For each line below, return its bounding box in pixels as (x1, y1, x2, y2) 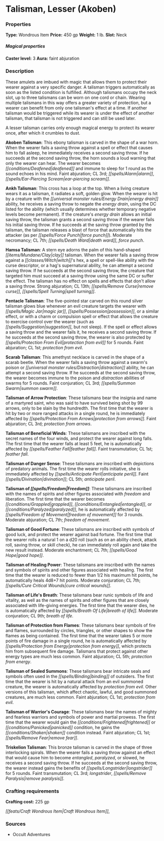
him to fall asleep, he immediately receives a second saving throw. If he (5, 150, 149, 156)
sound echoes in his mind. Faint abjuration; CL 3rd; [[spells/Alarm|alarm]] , (5, 170, 155, 177)
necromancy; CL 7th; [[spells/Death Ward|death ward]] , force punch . (5, 237, 145, 243)
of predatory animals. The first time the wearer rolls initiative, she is (5, 466, 141, 472)
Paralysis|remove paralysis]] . (5, 775, 65, 781)
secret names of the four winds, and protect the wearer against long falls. (5, 435, 153, 441)
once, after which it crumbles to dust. (5, 130, 81, 136)
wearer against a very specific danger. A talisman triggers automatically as (5, 84, 155, 90)
